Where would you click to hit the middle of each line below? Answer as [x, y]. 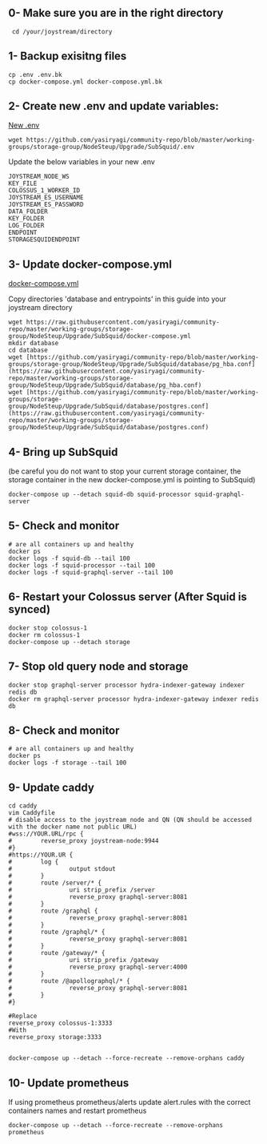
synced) [29, 609]
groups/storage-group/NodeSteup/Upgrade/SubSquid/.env [102, 147]
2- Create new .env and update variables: [114, 106]
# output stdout [62, 869]
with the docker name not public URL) [73, 827]
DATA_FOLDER [28, 211]
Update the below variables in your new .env [82, 162]
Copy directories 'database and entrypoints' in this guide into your [117, 299]
